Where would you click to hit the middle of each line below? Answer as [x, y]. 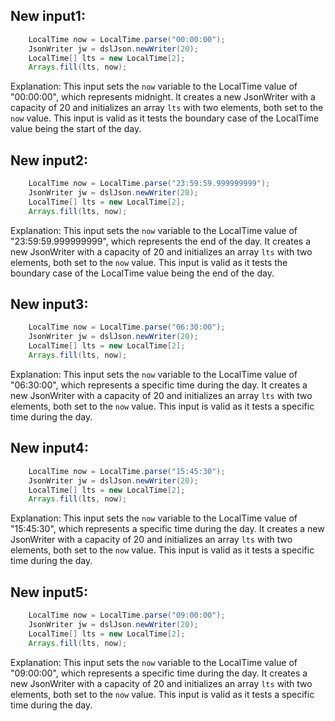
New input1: [48, 16]
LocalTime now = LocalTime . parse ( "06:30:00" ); [127, 327]
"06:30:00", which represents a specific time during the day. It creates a [159, 385]
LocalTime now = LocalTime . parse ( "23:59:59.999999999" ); [149, 184]
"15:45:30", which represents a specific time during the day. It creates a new [167, 529]
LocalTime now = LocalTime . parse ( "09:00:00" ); [127, 615]
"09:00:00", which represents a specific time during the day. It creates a [159, 673]
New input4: [49, 448]
